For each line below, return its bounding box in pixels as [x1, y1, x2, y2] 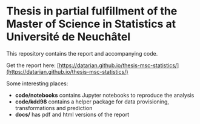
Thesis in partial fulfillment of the [6, 4, 178, 18]
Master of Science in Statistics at [6, 17, 176, 31]
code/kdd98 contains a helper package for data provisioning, [15, 98, 170, 105]
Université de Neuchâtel [6, 30, 131, 44]
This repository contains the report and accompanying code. [6, 50, 158, 57]
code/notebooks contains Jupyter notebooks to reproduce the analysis [15, 91, 195, 99]
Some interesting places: [6, 80, 68, 87]
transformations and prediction [15, 104, 93, 111]
